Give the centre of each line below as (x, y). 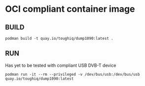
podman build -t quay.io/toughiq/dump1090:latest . (59, 38)
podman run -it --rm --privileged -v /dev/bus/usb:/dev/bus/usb (72, 74)
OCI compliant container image (70, 9)
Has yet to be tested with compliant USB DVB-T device (61, 65)
